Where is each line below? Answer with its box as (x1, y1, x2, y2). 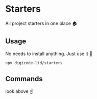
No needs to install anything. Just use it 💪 (5, 51, 93, 57)
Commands (5, 75, 43, 83)
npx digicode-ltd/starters (5, 60, 63, 65)
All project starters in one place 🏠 (5, 20, 78, 26)
